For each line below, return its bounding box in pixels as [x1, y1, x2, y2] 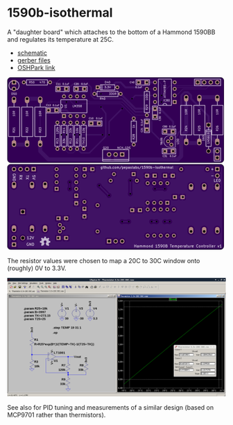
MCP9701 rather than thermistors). [7, 410, 106, 419]
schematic [17, 49, 47, 57]
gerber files [17, 56, 51, 64]
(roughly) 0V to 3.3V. [7, 264, 67, 272]
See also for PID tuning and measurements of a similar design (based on [7, 403, 214, 411]
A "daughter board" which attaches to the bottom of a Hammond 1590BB [7, 28, 216, 36]
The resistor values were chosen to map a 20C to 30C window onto [7, 256, 200, 265]
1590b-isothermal [7, 5, 113, 21]
